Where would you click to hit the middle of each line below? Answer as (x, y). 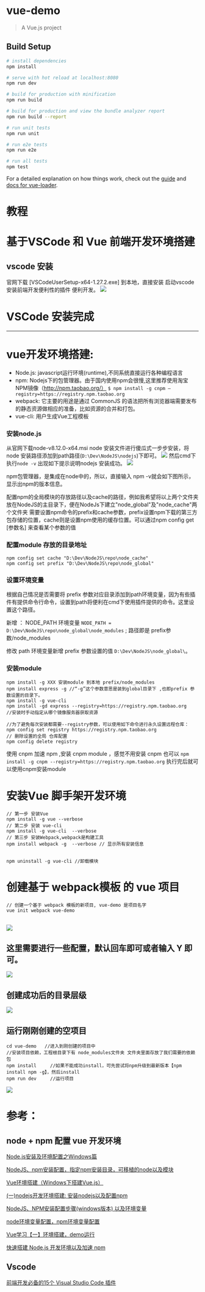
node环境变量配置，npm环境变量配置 (53, 1221)
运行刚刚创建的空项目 (46, 1031)
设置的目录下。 (27, 696)
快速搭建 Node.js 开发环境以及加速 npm (56, 1247)
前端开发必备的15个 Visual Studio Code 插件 (61, 1282)
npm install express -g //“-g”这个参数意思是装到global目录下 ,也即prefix (97, 689)
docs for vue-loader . (32, 185)
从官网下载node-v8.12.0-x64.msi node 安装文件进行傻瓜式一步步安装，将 (98, 448)
